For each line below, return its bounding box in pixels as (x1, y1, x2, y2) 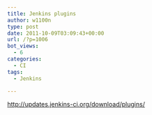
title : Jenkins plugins (7, 10, 77, 17)
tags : (7, 68, 23, 75)
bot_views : (7, 43, 39, 49)
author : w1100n (7, 17, 52, 24)
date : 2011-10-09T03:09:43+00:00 (7, 29, 105, 37)
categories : (7, 56, 42, 63)
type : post (7, 23, 39, 30)
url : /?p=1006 (7, 36, 49, 43)
